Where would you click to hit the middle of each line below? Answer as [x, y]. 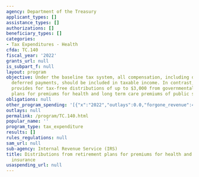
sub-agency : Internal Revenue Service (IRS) [62, 149]
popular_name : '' [28, 122]
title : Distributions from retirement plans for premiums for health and [99, 154]
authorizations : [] [30, 28]
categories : [21, 39]
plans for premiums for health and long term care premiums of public [100, 94]
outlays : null [24, 110]
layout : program [26, 72]
